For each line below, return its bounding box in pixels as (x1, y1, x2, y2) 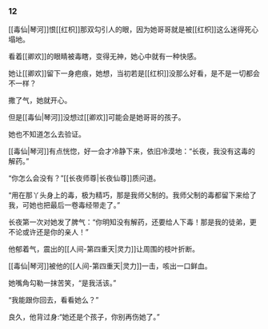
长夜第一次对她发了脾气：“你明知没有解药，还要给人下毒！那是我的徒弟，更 (8, 217, 258, 227)
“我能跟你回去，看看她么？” (8, 295, 99, 305)
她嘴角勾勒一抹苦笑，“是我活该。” (8, 278, 117, 288)
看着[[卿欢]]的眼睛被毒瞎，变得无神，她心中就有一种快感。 (8, 52, 202, 61)
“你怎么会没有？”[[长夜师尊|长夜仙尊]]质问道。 (8, 173, 161, 183)
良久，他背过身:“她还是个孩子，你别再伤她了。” (8, 312, 160, 322)
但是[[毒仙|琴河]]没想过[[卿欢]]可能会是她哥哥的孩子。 (8, 113, 186, 122)
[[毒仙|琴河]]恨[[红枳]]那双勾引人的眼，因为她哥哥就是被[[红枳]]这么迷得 (8, 25, 245, 34)
